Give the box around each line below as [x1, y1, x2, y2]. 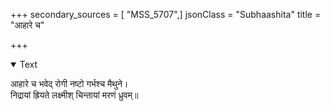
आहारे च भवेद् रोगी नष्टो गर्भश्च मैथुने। [10, 78, 129, 89]
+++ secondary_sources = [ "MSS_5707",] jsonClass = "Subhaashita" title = [10, 9, 322, 20]
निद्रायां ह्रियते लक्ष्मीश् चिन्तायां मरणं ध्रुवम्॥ [10, 89, 139, 101]
